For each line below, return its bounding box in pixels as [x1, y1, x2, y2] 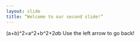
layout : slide [6, 8, 41, 14]
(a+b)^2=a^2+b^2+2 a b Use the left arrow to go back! [6, 29, 135, 36]
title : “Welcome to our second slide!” [6, 14, 104, 20]
